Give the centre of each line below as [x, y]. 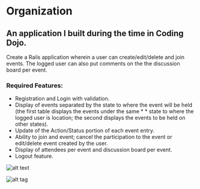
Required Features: [35, 85]
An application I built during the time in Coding [95, 33]
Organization [39, 11]
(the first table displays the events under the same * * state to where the [104, 111]
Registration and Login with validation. [62, 99]
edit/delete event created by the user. [61, 143]
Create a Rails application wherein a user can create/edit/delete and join [95, 57]
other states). [32, 124]
